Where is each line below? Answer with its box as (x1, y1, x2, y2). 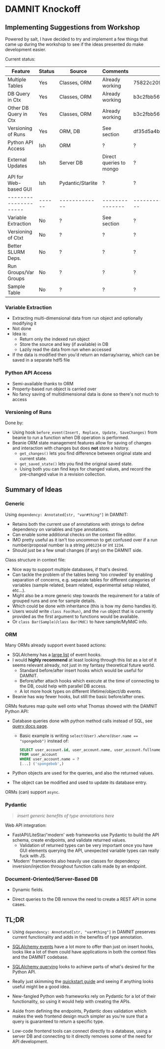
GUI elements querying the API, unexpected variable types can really (19, 847, 160, 853)
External (7, 156, 27, 163)
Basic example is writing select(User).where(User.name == (19, 733, 138, 739)
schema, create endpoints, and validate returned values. (12, 837, 127, 843)
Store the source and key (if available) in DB (19, 341, 109, 347)
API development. (12, 1038, 48, 1044)
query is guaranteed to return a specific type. (12, 1018, 105, 1024)
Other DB (7, 104, 29, 111)
